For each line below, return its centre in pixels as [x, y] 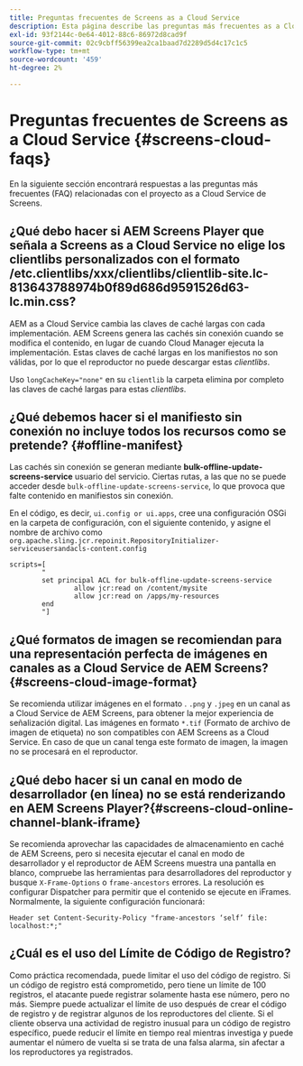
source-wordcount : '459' [56, 60]
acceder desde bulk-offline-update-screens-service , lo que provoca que [147, 486]
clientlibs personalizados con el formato [125, 259]
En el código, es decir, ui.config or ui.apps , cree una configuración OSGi [148, 513]
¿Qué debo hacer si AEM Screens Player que [137, 231]
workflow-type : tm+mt [50, 51]
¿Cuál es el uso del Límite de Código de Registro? [150, 954]
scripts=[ [28, 565]
